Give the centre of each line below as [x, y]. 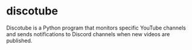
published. [19, 40]
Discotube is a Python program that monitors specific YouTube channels [96, 28]
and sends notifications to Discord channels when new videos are [88, 34]
